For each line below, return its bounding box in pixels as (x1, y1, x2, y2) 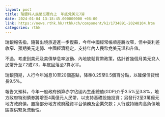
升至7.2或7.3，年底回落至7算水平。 (13, 62, 84, 68)
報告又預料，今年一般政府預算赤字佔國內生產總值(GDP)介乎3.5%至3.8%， (5, 89, 155, 95)
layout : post (5, 7, 32, 12)
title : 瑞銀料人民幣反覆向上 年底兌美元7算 (5, 12, 85, 17)
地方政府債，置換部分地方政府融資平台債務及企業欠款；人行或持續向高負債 (5, 101, 156, 107)
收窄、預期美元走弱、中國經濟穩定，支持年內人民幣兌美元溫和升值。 (5, 45, 143, 51)
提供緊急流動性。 (9, 107, 44, 113)
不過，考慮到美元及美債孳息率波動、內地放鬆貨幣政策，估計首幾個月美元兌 (5, 56, 156, 61)
